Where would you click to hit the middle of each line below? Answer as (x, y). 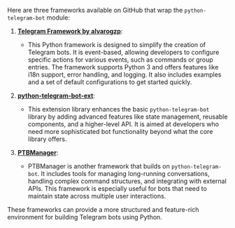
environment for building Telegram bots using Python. (85, 217)
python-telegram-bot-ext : (56, 95)
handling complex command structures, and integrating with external (127, 181)
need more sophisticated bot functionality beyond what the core (120, 132)
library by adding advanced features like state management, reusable (128, 116)
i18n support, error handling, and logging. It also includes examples (124, 74)
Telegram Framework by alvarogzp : (70, 31)
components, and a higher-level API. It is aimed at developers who (123, 124)
